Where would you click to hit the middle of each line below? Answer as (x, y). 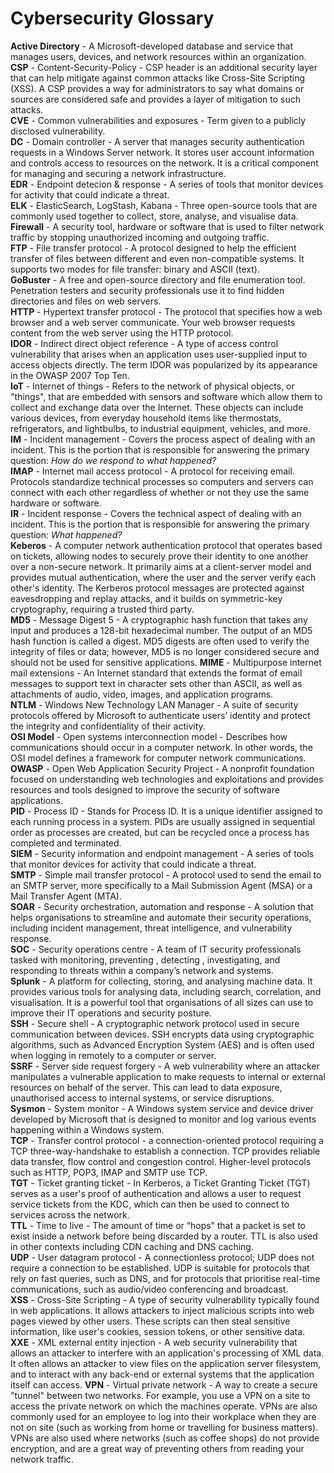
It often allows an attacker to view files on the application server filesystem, (166, 1363)
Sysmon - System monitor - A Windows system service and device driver (162, 1108)
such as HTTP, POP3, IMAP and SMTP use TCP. (109, 1172)
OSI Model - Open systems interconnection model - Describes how (149, 736)
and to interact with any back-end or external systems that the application (162, 1374)
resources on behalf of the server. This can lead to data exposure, (146, 1087)
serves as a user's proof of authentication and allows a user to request (156, 1193)
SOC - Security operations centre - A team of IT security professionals (156, 949)
